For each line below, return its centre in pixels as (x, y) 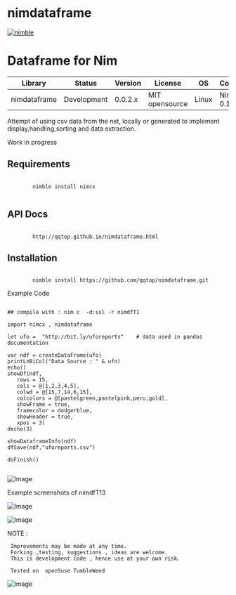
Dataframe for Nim (63, 61)
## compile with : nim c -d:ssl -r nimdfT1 (73, 313)
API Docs (28, 215)
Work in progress (32, 142)
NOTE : (18, 534)
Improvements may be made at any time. (69, 547)
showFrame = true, (44, 405)
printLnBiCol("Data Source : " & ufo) (64, 362)
